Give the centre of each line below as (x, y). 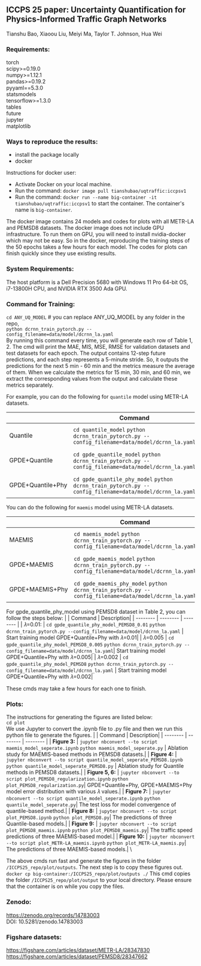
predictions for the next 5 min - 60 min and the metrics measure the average (100, 366)
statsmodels (21, 94)
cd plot (16, 723)
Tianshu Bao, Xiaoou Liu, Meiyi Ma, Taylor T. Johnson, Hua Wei (84, 34)
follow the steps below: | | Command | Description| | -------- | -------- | (94, 618)
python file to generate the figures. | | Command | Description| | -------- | (97, 735)
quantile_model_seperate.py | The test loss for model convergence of (91, 804)
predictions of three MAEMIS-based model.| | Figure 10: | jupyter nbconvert (100, 836)
